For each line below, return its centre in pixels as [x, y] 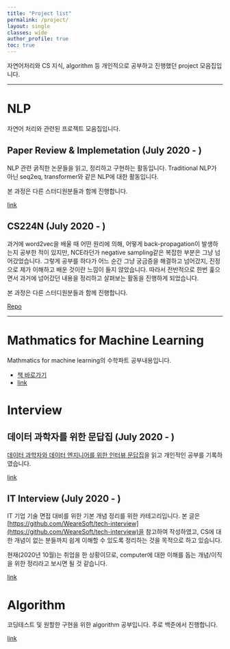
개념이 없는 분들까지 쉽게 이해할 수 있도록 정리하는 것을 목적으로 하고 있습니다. [118, 540]
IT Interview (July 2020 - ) [64, 499]
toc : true [21, 45]
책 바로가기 [32, 375]
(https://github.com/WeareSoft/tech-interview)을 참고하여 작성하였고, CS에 [111, 532]
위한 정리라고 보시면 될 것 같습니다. [61, 563]
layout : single [29, 26]
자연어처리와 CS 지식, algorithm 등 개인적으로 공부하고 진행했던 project [103, 65]
